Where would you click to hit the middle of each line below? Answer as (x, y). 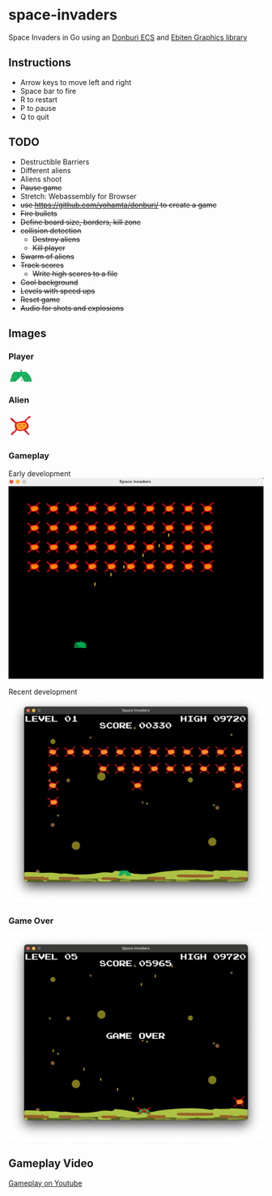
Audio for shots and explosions (72, 308)
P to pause (38, 108)
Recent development (43, 692)
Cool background (49, 282)
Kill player (49, 248)
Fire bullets (39, 213)
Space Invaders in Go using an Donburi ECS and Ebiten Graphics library (128, 37)
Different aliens (45, 170)
